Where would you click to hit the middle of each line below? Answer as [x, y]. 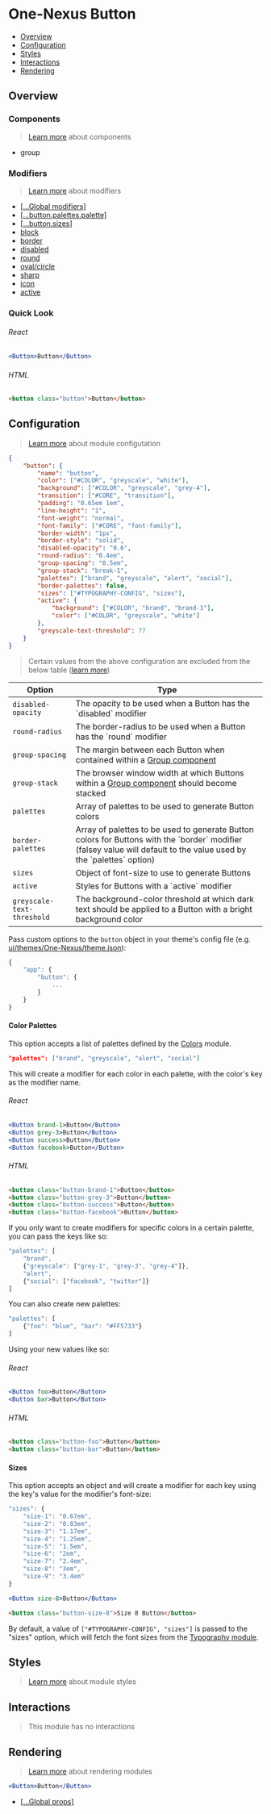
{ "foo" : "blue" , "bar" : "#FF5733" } [83, 1327]
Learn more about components [79, 136]
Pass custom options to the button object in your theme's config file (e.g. [130, 939]
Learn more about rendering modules [90, 1771]
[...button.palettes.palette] [63, 215]
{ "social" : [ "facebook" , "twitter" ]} [86, 1281]
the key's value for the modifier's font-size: [80, 1494]
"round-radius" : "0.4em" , [81, 556]
